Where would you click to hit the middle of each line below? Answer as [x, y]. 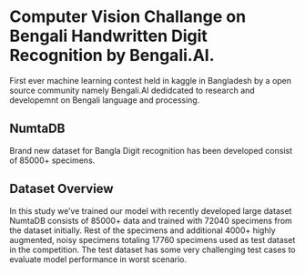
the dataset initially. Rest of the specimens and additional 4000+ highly [142, 230]
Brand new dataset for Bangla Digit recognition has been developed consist [151, 150]
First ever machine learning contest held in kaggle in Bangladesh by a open [151, 80]
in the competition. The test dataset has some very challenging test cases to [152, 249]
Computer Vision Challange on [128, 17]
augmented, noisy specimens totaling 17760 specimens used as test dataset [152, 239]
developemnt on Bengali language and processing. [105, 100]
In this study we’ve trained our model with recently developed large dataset [151, 210]
